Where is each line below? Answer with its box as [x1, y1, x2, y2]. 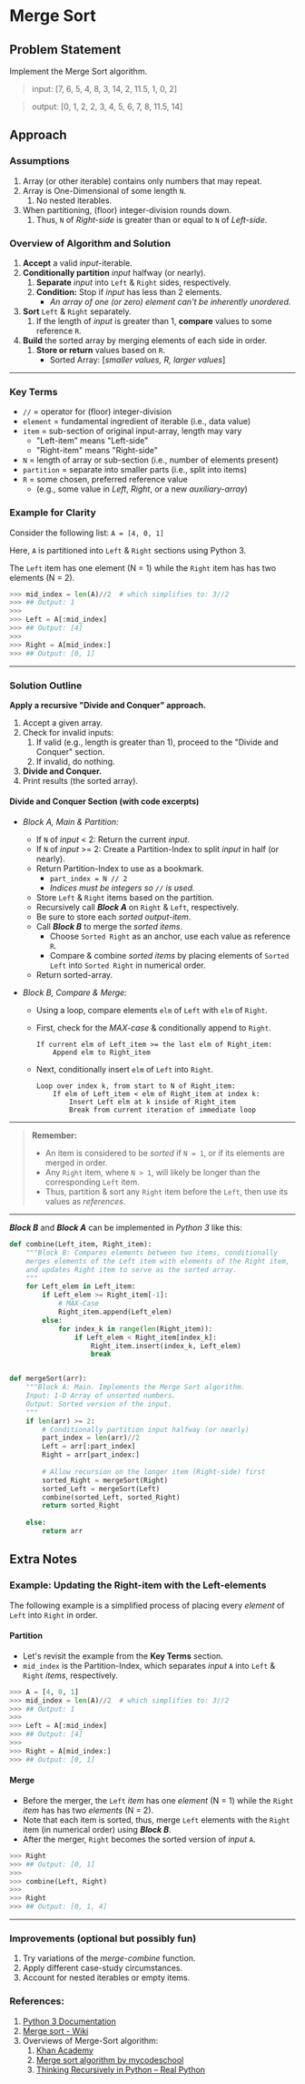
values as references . [44, 1196, 126, 1207]
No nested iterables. [35, 195, 113, 206]
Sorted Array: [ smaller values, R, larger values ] [49, 354, 226, 365]
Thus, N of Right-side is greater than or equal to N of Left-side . [35, 214, 268, 225]
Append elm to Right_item [53, 1048, 152, 1057]
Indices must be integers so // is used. [49, 882, 195, 893]
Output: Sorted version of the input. [25, 1399, 172, 1408]
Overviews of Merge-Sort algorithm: [22, 2035, 159, 2046]
